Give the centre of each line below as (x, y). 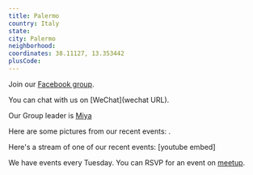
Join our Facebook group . (51, 84)
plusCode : (25, 62)
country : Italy (34, 23)
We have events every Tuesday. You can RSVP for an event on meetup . (127, 162)
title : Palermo (34, 16)
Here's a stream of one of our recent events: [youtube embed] (112, 147)
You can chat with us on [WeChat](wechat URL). (89, 100)
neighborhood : (32, 46)
